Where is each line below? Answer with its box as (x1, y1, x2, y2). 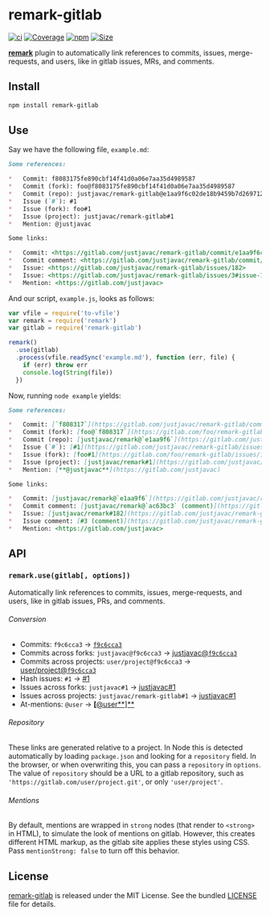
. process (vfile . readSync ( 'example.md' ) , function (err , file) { (15, 354, 235, 362)
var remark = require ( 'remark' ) (8, 317, 117, 325)
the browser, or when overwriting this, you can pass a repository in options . (8, 760, 261, 769)
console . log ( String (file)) (22, 368, 113, 376)
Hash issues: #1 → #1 (19, 673, 90, 683)
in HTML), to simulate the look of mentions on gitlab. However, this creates (8, 829, 256, 838)
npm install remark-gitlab (8, 101, 99, 110)
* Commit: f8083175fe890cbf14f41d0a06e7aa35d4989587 (8, 175, 196, 183)
